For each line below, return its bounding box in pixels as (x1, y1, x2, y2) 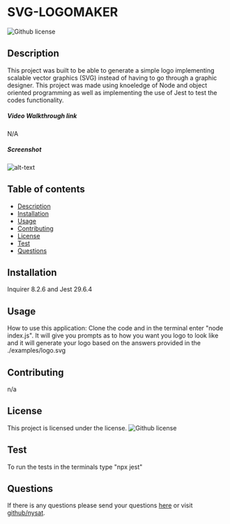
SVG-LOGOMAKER (7, 4, 118, 20)
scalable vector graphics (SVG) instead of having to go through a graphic (7, 73, 217, 82)
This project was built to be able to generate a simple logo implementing (7, 66, 215, 74)
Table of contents (7, 183, 85, 196)
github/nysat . (7, 509, 45, 517)
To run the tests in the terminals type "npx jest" (7, 463, 143, 471)
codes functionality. (7, 96, 64, 104)
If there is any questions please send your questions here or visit (7, 501, 193, 510)
